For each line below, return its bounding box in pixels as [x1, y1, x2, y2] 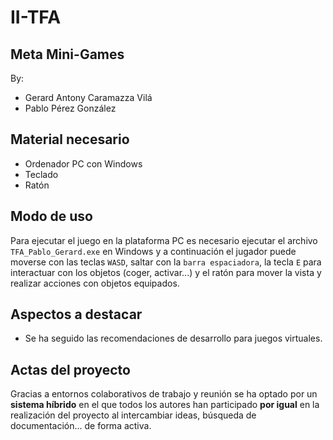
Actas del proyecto [10, 361, 131, 378]
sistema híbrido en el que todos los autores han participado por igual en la [10, 399, 320, 411]
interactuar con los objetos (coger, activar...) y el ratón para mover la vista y [10, 266, 322, 278]
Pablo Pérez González [24, 102, 117, 114]
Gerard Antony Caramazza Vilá [24, 92, 153, 103]
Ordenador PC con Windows [24, 157, 143, 170]
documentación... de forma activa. [10, 420, 152, 432]
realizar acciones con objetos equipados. [10, 277, 180, 289]
